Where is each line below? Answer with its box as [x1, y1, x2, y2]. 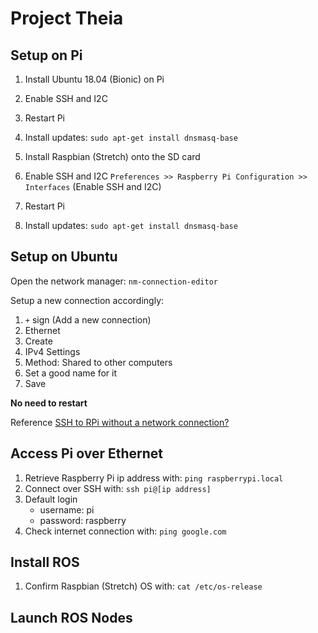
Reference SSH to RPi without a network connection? [10, 416, 230, 428]
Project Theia [10, 7, 124, 30]
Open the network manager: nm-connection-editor [10, 275, 218, 287]
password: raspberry [39, 514, 127, 526]
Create [24, 335, 53, 347]
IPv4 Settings [24, 345, 81, 357]
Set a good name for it [24, 367, 117, 379]
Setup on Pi [10, 47, 83, 64]
